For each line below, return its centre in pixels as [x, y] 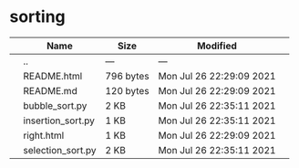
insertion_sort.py [59, 121]
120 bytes [127, 90]
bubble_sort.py [55, 105]
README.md [50, 90]
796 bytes [127, 76]
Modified [217, 46]
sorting [37, 17]
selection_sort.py [60, 150]
